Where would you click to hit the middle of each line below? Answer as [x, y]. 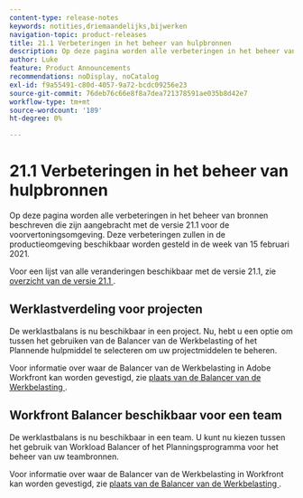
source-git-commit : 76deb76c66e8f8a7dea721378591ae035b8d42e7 [129, 93]
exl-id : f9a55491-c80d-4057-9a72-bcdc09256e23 [98, 85]
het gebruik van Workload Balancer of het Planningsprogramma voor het [144, 446]
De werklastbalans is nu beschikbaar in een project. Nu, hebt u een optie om [151, 331]
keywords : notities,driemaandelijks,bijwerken [98, 26]
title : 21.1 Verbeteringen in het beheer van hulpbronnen [120, 43]
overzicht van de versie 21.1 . [63, 281]
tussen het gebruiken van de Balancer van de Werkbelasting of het [133, 341]
